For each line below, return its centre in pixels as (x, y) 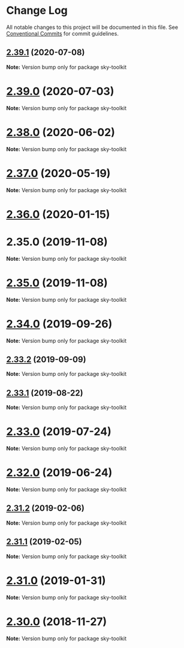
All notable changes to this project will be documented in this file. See (92, 27)
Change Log (37, 11)
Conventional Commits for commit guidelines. (62, 33)
